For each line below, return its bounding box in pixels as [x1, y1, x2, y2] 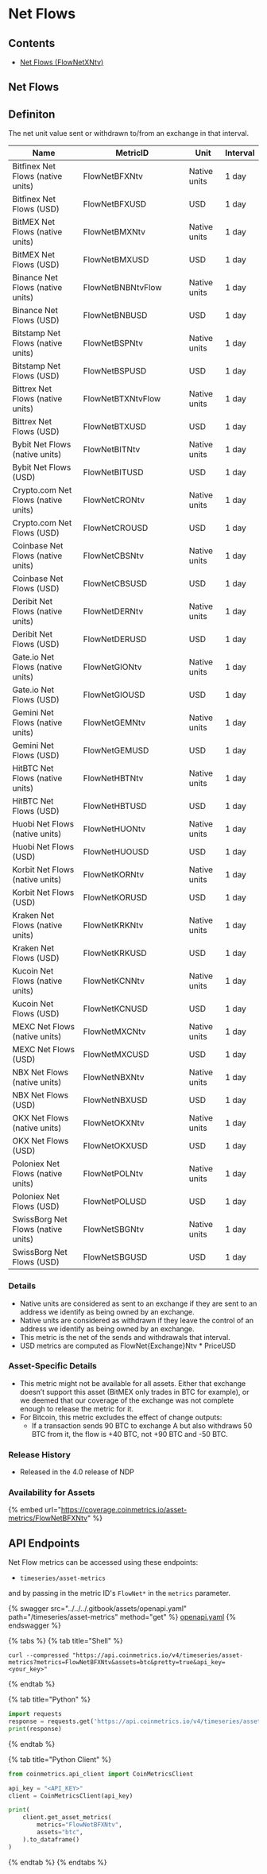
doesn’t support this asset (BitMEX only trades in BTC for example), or [19, 1387, 250, 1396]
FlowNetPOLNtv [83, 1168, 144, 1179]
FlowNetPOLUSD [83, 1196, 147, 1207]
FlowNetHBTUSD [83, 800, 147, 811]
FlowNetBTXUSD [83, 421, 147, 432]
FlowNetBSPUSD [83, 366, 147, 377]
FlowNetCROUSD [83, 522, 149, 533]
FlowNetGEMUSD [83, 745, 149, 756]
